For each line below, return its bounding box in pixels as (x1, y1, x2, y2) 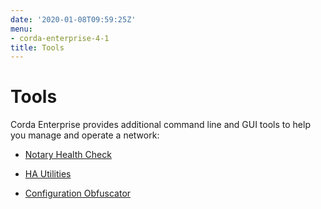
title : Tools (10, 42, 65, 53)
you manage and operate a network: (10, 129, 160, 141)
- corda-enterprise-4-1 (10, 33, 110, 43)
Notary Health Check (24, 149, 112, 161)
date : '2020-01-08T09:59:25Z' (10, 14, 137, 25)
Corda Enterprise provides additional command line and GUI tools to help (10, 119, 311, 131)
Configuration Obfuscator (24, 187, 132, 200)
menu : (10, 24, 33, 34)
